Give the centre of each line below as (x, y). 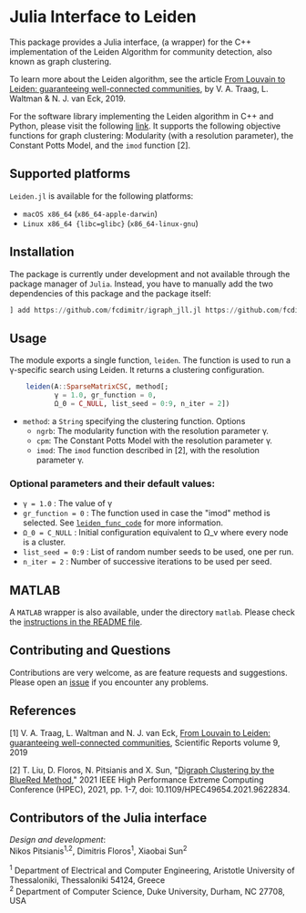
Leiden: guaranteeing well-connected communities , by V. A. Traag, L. (139, 88)
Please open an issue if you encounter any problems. (109, 682)
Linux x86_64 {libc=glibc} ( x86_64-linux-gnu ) (110, 223)
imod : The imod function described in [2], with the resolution (148, 450)
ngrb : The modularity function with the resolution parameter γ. (152, 431)
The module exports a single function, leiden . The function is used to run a (150, 360)
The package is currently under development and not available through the (150, 274)
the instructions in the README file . (76, 621)
